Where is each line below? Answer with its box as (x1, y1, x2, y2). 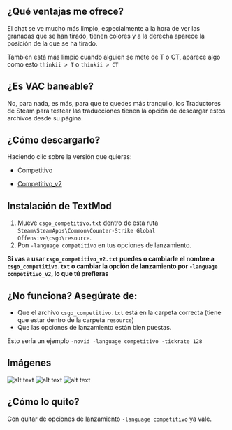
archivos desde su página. (7, 113, 83, 122)
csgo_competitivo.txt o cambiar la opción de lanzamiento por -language (7, 262, 218, 270)
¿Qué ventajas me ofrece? (7, 6, 124, 18)
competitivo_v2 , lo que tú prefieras (7, 270, 109, 278)
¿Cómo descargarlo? (7, 134, 101, 146)
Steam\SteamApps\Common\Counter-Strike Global (17, 228, 156, 235)
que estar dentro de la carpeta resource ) (17, 316, 134, 324)
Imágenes (7, 357, 52, 369)
